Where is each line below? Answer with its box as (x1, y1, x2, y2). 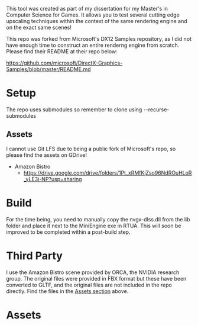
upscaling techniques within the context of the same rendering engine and (6, 18, 187, 24)
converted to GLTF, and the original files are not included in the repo (6, 281, 173, 288)
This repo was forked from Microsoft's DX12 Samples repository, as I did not (6, 36, 192, 42)
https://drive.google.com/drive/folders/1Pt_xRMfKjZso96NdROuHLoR (23, 169, 192, 176)
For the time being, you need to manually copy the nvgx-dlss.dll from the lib (6, 215, 190, 223)
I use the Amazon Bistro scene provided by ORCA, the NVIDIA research (6, 269, 180, 276)
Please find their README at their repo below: (6, 48, 118, 55)
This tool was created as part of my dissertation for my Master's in (6, 5, 168, 12)
